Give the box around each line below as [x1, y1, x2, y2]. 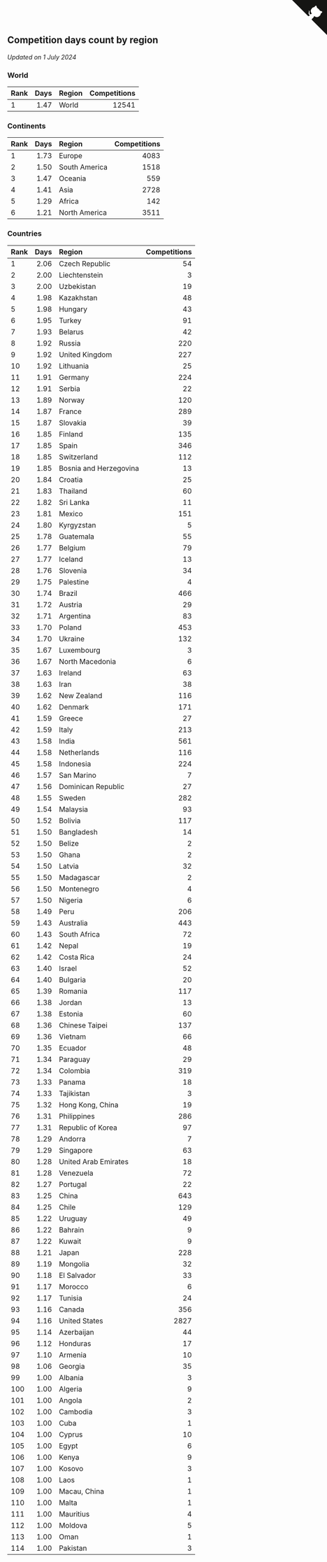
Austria [59, 599, 82, 609]
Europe [59, 151, 82, 161]
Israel [59, 963, 78, 973]
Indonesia [59, 759, 92, 769]
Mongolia [59, 1259, 89, 1269]
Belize [59, 838, 79, 848]
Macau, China [59, 1486, 105, 1496]
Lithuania [59, 361, 89, 371]
